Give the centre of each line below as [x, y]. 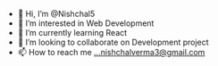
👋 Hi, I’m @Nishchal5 [56, 14]
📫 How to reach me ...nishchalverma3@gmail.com [111, 52]
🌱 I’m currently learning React [72, 33]
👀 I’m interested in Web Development [86, 23]
